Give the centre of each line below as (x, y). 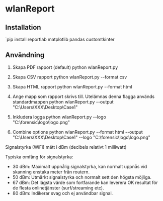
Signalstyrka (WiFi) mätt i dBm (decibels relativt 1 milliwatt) (66, 147)
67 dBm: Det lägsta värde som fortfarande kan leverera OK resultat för (85, 182)
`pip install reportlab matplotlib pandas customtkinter (60, 39)
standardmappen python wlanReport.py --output (63, 102)
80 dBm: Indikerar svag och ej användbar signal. (63, 193)
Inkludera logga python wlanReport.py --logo (59, 117)
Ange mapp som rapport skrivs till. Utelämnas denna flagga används (84, 96)
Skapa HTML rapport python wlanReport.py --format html (72, 86)
